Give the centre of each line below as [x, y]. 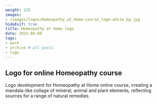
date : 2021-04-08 [24, 33]
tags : [11, 39]
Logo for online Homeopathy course [64, 73]
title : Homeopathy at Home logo [40, 29]
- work [12, 43]
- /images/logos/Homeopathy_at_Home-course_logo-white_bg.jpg [73, 19]
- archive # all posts [29, 48]
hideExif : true [21, 24]
